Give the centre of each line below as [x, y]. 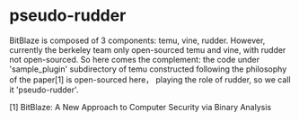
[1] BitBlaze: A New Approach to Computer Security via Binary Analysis [141, 107]
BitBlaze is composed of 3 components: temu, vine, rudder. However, [137, 40]
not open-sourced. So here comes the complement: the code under [135, 59]
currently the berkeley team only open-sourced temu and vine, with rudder [148, 49]
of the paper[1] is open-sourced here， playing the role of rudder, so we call [150, 79]
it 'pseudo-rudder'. [44, 90]
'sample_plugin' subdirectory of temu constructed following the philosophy [148, 69]
